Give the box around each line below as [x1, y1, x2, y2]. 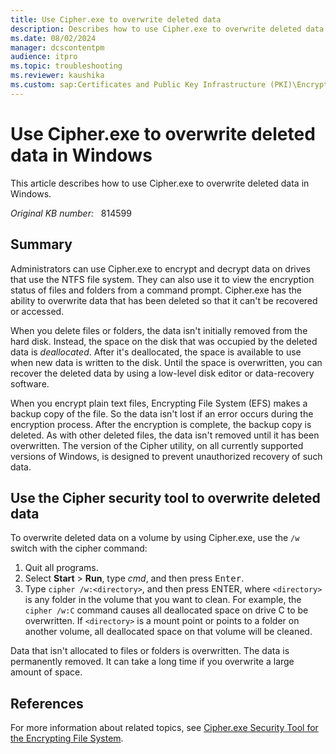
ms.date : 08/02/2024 [10, 33, 97, 43]
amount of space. [10, 666, 83, 678]
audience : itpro [10, 52, 78, 62]
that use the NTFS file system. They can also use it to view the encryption [10, 273, 315, 285]
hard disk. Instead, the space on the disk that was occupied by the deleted [10, 335, 318, 347]
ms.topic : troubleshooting [10, 61, 123, 71]
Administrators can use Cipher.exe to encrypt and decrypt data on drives [10, 262, 311, 275]
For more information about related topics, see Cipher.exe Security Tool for [10, 722, 319, 734]
